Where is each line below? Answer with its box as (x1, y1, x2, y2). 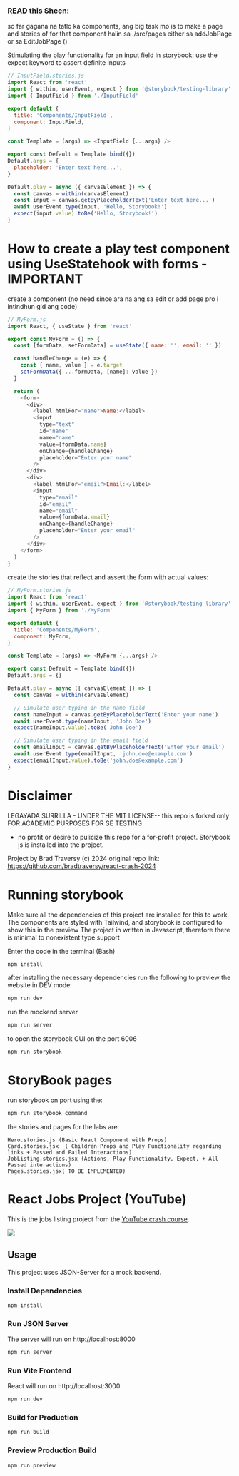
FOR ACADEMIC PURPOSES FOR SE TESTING (7, 819, 143, 828)
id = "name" (39, 427, 69, 435)
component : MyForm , (14, 633, 72, 640)
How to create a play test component (7, 241, 230, 257)
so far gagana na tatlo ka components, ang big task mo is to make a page (7, 22, 223, 31)
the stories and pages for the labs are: (7, 1122, 120, 1131)
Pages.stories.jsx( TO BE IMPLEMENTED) (7, 1167, 126, 1175)
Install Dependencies (7, 1286, 83, 1296)
